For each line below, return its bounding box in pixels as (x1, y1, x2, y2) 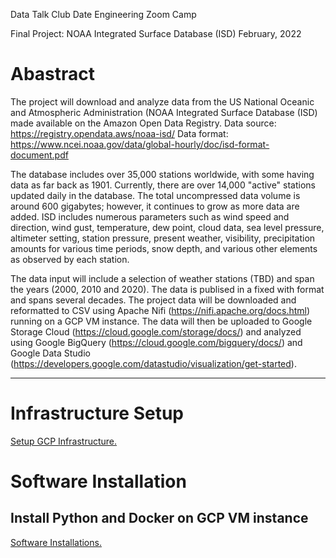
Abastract (10, 63, 96, 86)
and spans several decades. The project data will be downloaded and (10, 294, 297, 306)
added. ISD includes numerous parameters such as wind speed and (10, 210, 290, 223)
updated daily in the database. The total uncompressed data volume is (10, 189, 301, 201)
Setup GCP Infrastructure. (10, 435, 118, 447)
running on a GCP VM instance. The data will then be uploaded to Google (10, 315, 313, 327)
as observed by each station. (10, 253, 130, 265)
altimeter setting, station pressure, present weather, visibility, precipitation (10, 232, 316, 244)
